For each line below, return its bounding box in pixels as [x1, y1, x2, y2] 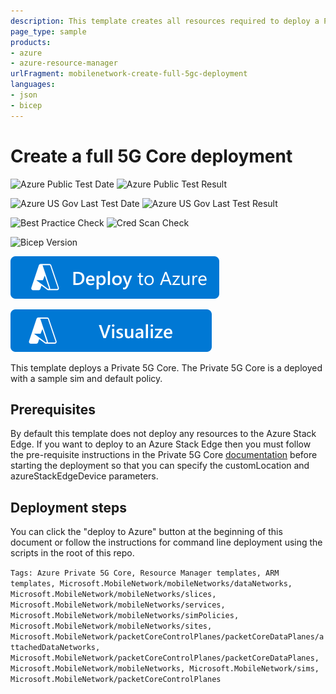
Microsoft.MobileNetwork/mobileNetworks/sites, [10, 621, 213, 632]
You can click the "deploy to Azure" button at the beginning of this [10, 526, 283, 538]
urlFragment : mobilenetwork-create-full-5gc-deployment [10, 69, 248, 79]
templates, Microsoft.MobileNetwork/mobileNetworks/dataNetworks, [10, 579, 293, 589]
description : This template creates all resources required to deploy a [10, 16, 320, 26]
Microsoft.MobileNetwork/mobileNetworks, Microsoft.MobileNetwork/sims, [10, 664, 320, 674]
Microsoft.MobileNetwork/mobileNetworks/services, [10, 600, 226, 610]
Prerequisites [10, 401, 96, 418]
